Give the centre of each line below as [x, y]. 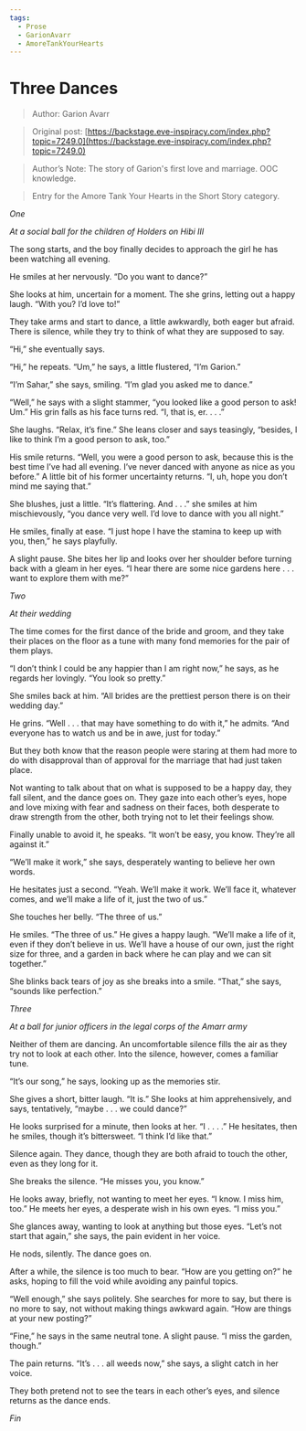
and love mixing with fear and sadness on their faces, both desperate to [145, 807]
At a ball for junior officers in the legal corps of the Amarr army [129, 1027]
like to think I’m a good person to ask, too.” [90, 440]
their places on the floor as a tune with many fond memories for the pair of [150, 641]
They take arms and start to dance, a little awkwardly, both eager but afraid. [152, 322]
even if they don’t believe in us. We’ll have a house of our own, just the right [152, 944]
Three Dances [64, 89]
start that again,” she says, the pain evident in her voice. [115, 1236]
